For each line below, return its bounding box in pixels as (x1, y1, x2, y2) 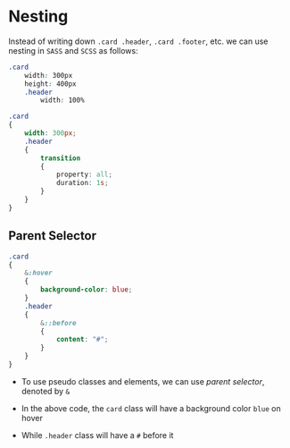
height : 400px (24, 79, 77, 89)
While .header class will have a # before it (21, 429, 174, 440)
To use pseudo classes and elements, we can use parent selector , (21, 376, 265, 386)
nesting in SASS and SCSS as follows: (8, 45, 139, 55)
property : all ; (55, 170, 113, 180)
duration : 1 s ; (55, 179, 109, 188)
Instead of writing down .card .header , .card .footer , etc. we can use (8, 36, 269, 46)
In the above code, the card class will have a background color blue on (21, 402, 282, 413)
